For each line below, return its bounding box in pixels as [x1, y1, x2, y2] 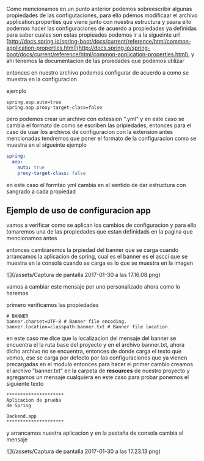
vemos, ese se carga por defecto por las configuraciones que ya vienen [6, 354, 188, 361]
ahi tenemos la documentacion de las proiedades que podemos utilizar [6, 57, 184, 64]
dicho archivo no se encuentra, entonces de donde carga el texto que [6, 348, 182, 355]
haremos [6, 290, 29, 297]
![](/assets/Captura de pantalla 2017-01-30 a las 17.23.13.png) [6, 448, 161, 455]
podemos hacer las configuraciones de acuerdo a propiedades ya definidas [6, 24, 197, 32]
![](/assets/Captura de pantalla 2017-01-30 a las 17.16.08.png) [6, 271, 161, 279]
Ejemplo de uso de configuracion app [6, 205, 151, 216]
